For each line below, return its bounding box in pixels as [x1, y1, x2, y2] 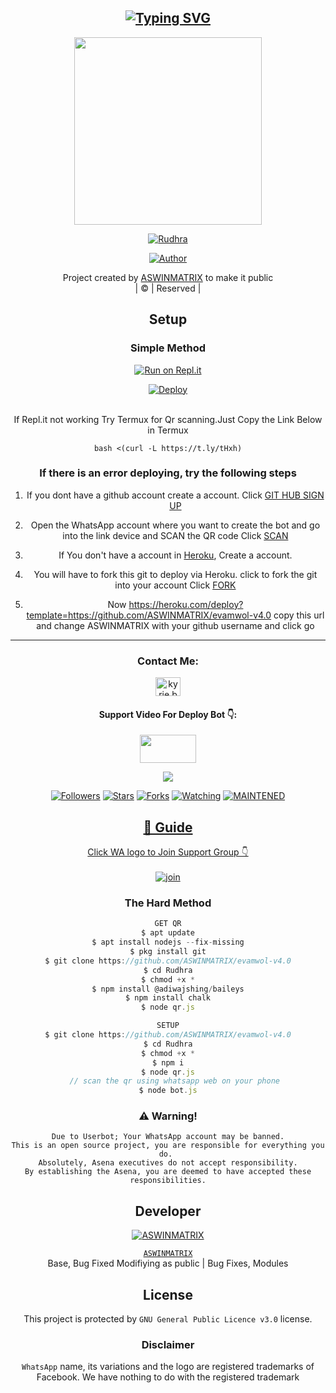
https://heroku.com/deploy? [128, 598, 244, 610]
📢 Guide [143, 819, 193, 836]
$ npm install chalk [124, 993, 212, 1003]
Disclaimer [141, 1338, 195, 1351]
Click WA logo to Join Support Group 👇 [87, 846, 249, 858]
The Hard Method [124, 896, 212, 910]
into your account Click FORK [114, 579, 237, 591]
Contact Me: [137, 654, 199, 668]
